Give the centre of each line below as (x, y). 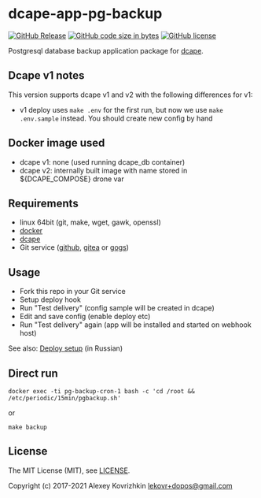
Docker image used (57, 143)
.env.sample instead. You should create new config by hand (116, 118)
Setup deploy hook (50, 299)
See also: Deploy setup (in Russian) (66, 348)
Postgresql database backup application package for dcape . (106, 50)
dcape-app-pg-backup (85, 14)
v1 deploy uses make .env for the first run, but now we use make (121, 110)
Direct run (33, 373)
